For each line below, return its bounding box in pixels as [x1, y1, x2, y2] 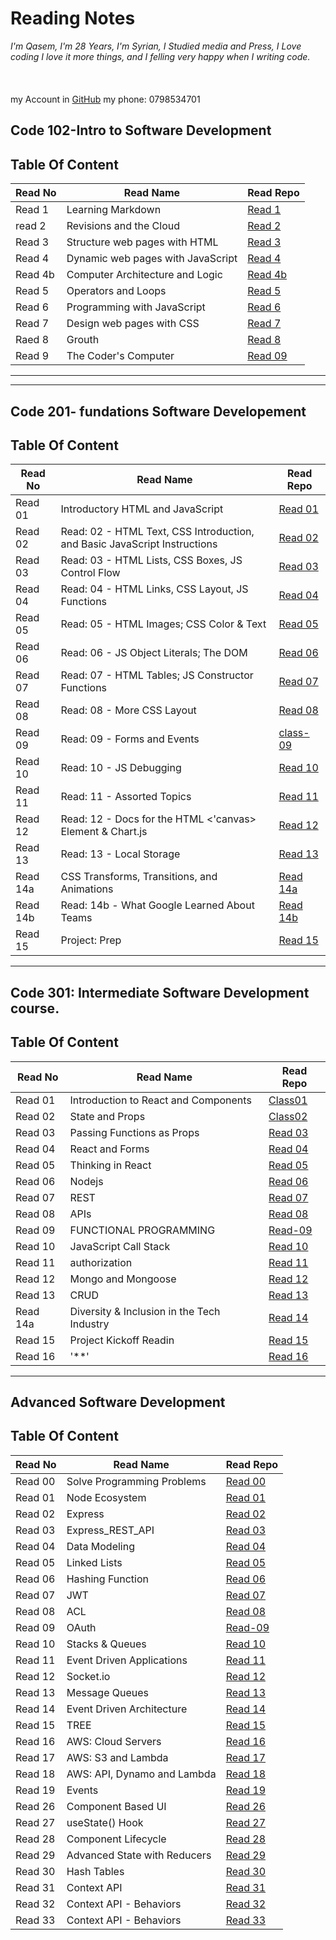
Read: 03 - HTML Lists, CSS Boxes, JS [60, 553, 243, 567]
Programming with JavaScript [66, 300, 206, 314]
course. [10, 1000, 60, 1017]
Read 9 [15, 349, 49, 363]
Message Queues [66, 1685, 150, 1699]
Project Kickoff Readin [69, 1333, 175, 1347]
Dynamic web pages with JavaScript [66, 252, 238, 266]
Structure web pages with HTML [66, 235, 219, 249]
